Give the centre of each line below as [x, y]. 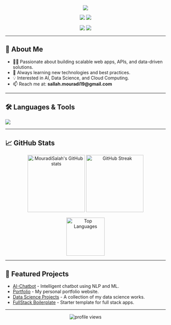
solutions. [23, 67]
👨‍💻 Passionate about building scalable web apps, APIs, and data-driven [88, 62]
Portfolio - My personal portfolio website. [56, 291]
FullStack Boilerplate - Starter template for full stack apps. [74, 303]
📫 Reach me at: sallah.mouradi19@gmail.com [62, 84]
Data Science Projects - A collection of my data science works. [79, 297]
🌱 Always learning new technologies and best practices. [72, 72]
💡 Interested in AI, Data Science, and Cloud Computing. [71, 78]
